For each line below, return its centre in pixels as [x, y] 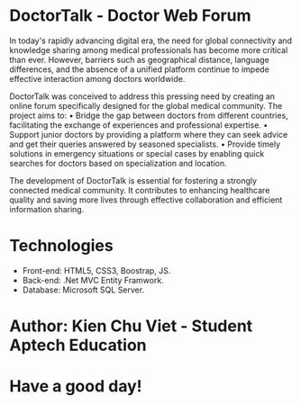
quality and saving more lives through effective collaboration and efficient [146, 200]
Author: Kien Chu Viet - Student [131, 326]
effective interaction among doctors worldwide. [97, 78]
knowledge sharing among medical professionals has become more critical [149, 49]
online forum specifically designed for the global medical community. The [146, 105]
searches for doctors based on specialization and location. [118, 163]
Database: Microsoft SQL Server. [83, 290]
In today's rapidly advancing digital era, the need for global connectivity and [151, 40]
